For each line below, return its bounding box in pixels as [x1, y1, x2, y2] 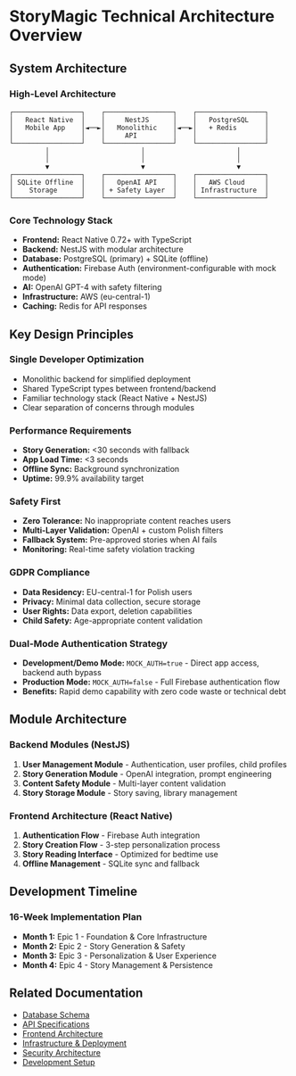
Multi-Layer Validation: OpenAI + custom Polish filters [21, 525, 224, 536]
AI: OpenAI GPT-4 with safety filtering [21, 282, 162, 293]
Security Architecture [21, 1047, 101, 1058]
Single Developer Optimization [9, 353, 144, 366]
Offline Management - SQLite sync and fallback [21, 858, 201, 869]
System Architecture [9, 61, 127, 76]
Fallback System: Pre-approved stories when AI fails [21, 534, 218, 545]
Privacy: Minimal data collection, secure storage [21, 596, 201, 607]
